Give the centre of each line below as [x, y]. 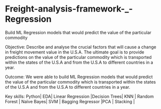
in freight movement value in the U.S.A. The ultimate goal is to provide [75, 52]
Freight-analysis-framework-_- [69, 9]
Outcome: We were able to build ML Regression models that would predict [79, 77]
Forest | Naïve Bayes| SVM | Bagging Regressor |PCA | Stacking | [70, 101]
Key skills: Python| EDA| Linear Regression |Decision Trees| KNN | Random [79, 96]
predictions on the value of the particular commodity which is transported [78, 57]
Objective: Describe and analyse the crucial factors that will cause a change [80, 47]
